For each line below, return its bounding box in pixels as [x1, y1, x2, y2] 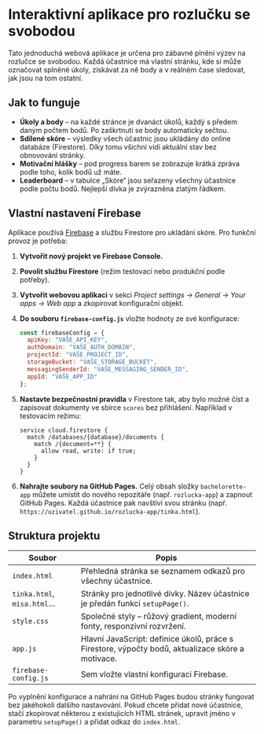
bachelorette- [200, 482, 247, 491]
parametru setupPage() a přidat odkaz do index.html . [8, 717, 181, 727]
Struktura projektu [8, 529, 101, 542]
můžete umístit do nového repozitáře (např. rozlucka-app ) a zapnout [32, 489, 253, 499]
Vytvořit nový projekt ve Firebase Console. [19, 251, 163, 260]
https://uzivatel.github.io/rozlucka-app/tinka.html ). [19, 506, 200, 516]
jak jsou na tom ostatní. [8, 73, 83, 83]
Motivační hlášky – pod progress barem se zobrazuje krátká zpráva [19, 159, 240, 168]
